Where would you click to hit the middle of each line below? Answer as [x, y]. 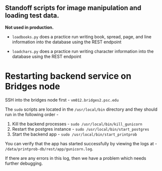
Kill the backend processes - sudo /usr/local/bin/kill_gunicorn [77, 124]
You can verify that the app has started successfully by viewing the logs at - [81, 143]
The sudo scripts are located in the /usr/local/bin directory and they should [81, 109]
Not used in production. [30, 27]
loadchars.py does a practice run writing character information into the [83, 51]
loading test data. [32, 16]
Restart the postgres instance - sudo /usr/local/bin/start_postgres [81, 129]
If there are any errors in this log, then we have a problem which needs [76, 158]
